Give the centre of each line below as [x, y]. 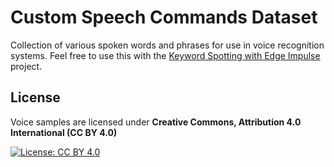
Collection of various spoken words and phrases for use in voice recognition [167, 45]
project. [26, 66]
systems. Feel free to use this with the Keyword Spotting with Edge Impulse [165, 55]
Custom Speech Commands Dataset [164, 17]
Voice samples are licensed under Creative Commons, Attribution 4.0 [156, 122]
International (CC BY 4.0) [64, 132]
